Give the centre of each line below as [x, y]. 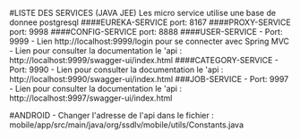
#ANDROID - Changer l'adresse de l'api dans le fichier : [111, 115]
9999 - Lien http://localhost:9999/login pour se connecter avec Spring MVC [149, 41]
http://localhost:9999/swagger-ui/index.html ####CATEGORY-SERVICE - [144, 60]
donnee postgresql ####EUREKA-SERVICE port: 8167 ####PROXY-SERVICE [150, 22]
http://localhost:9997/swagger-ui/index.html [91, 98]
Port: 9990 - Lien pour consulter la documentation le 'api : [116, 69]
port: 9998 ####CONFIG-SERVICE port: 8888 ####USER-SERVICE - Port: [146, 32]
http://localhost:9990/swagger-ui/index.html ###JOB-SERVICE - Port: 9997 [149, 79]
